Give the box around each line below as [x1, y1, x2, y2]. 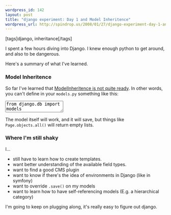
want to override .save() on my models [12, 183, 96, 189]
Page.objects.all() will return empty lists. [5, 122, 94, 128]
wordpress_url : [5, 21, 38, 27]
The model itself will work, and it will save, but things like [5, 116, 125, 122]
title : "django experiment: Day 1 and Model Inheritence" [5, 17, 131, 22]
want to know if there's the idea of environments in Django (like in [12, 172, 151, 178]
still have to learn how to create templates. [12, 156, 102, 162]
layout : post [5, 12, 33, 17]
